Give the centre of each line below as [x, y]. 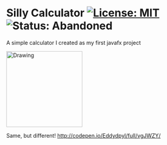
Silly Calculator [46, 13]
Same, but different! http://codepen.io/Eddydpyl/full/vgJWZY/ [83, 135]
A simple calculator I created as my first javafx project [74, 42]
